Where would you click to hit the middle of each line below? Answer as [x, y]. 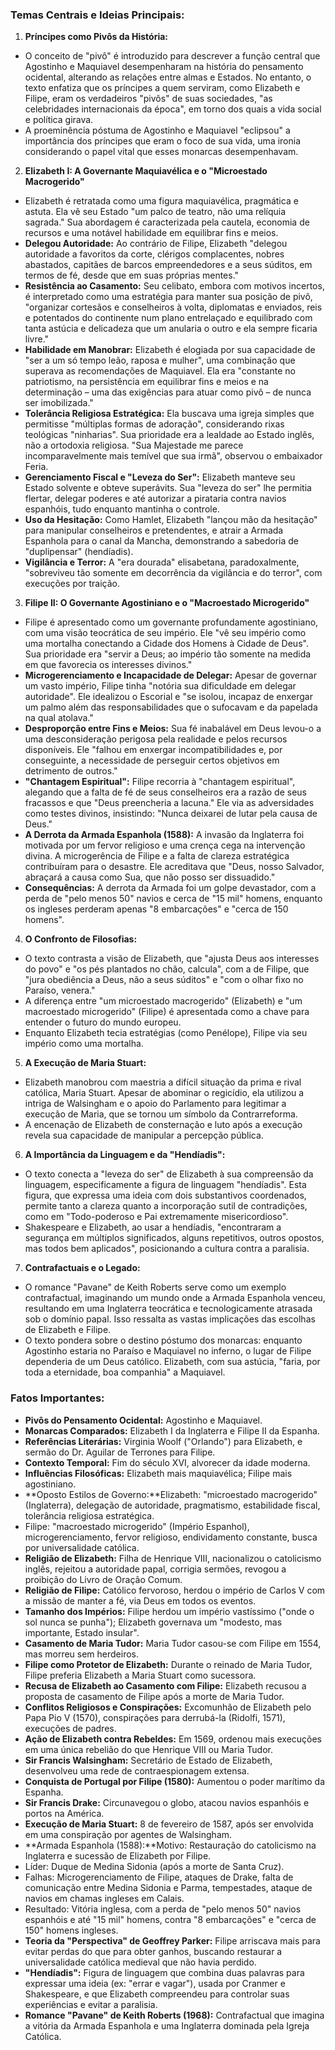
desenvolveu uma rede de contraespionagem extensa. [137, 1770]
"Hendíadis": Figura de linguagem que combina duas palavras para [164, 1972]
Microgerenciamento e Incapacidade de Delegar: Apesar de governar [170, 675]
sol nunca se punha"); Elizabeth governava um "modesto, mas [153, 1622]
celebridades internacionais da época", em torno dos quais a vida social [173, 109]
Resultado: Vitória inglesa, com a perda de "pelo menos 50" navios [163, 1909]
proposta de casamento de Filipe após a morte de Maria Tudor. [154, 1696]
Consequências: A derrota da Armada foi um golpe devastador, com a [170, 888]
